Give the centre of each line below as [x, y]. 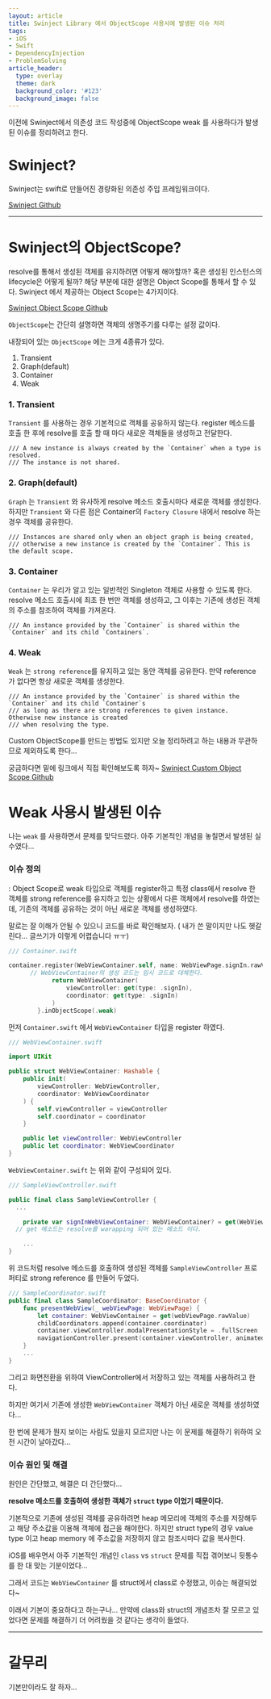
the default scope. [41, 551]
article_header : [35, 69]
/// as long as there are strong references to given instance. [119, 711]
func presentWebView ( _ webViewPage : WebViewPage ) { [111, 1308]
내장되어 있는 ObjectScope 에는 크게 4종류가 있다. [86, 342]
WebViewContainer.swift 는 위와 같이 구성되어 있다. [90, 1170]
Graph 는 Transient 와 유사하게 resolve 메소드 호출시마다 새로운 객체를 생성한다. [135, 501]
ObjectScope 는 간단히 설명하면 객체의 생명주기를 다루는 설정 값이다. [114, 324]
